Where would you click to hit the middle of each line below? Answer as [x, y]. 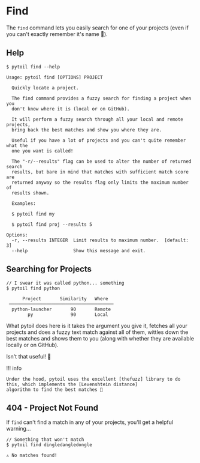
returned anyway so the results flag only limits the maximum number [100, 182]
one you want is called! [43, 151]
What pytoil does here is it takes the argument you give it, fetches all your [97, 325]
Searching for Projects [49, 269]
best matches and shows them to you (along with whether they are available [100, 338]
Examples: [24, 203]
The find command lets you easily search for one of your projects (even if [97, 28]
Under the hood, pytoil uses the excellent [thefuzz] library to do [93, 379]
